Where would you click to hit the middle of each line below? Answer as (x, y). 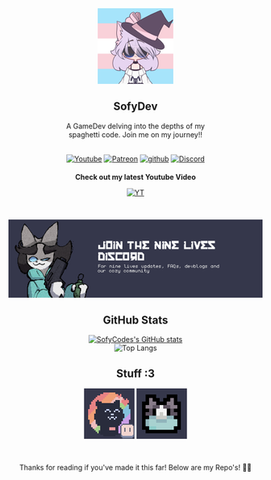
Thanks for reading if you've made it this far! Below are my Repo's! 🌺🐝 (135, 468)
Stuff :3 (135, 373)
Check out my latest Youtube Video (135, 177)
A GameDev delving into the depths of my (135, 126)
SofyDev (135, 107)
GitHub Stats (135, 320)
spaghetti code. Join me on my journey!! (135, 134)
